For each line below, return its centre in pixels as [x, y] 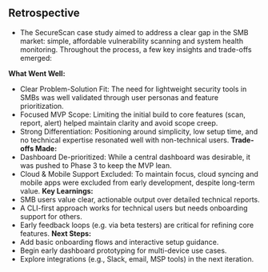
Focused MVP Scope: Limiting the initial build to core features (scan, [132, 114]
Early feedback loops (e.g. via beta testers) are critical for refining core [137, 225]
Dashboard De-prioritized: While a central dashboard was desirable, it [135, 157]
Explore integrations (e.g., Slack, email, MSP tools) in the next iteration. [137, 258]
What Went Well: [37, 73]
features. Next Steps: [56, 233]
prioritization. [42, 106]
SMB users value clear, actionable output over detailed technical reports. [140, 199]
